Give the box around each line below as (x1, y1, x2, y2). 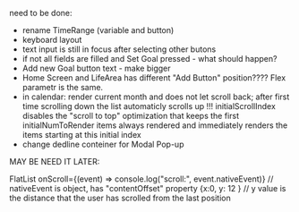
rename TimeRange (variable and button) (21, 25, 175, 35)
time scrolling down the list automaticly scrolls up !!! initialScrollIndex (21, 101, 276, 111)
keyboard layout (21, 35, 82, 45)
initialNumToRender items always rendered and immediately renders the (21, 120, 288, 131)
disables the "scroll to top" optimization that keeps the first (21, 111, 240, 121)
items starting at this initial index (21, 130, 141, 140)
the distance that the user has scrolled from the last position (9, 192, 231, 203)
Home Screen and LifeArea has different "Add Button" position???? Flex (21, 72, 286, 83)
